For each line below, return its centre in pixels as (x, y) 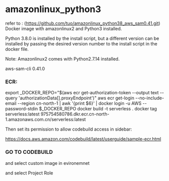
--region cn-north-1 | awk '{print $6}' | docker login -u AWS (79, 103)
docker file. (17, 49)
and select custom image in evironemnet (47, 163)
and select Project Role (29, 173)
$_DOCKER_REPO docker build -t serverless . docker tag (98, 109)
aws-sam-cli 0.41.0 (25, 69)
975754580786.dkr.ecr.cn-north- (75, 114)
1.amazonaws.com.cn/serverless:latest (46, 119)
